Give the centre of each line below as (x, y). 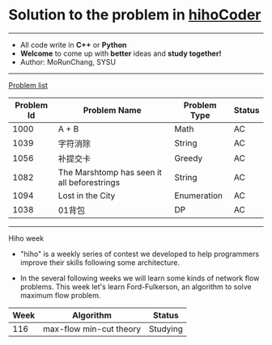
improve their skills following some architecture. (100, 262)
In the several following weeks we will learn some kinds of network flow (140, 278)
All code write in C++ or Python (73, 44)
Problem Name (112, 110)
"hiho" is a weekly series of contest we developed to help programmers (140, 254)
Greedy (189, 158)
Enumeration (199, 196)
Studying (166, 329)
